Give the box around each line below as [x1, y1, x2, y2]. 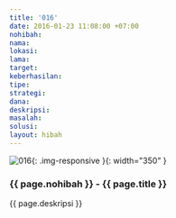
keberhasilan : [9, 72, 63, 81]
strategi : [9, 88, 47, 97]
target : [9, 64, 39, 73]
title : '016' [9, 13, 59, 23]
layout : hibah [9, 131, 63, 140]
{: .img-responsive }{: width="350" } [31, 155, 167, 166]
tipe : [9, 80, 30, 89]
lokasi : [9, 47, 39, 56]
